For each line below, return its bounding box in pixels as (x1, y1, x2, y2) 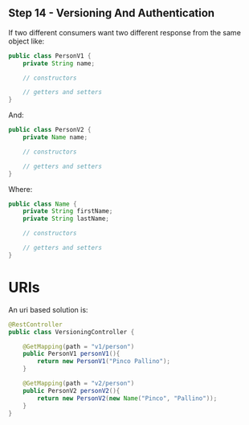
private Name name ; (22, 133, 88, 141)
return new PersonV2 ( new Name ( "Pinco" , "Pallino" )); (37, 394, 218, 403)
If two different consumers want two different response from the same (8, 27, 241, 37)
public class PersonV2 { (8, 126, 92, 134)
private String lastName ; (22, 215, 110, 223)
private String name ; (22, 59, 95, 67)
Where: (8, 184, 33, 194)
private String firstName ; (22, 207, 113, 215)
